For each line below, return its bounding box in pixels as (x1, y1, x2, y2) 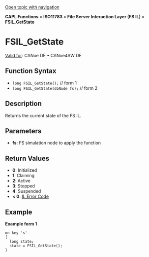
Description (5, 100, 42, 108)
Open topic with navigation (5, 4, 60, 10)
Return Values (5, 154, 50, 162)
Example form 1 (5, 221, 37, 226)
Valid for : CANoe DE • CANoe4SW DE (5, 52, 82, 58)
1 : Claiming (12, 173, 35, 179)
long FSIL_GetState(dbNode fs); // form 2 (12, 85, 97, 91)
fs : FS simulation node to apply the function (12, 140, 101, 146)
